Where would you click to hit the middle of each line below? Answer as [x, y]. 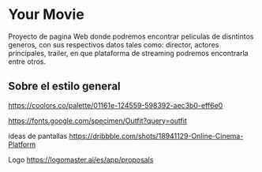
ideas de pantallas [38, 136]
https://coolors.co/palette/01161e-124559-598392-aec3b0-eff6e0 [116, 105]
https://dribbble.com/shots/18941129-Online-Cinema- [156, 136]
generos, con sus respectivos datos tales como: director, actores [114, 44]
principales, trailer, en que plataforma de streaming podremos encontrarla [128, 53]
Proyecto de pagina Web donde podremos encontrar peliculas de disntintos [131, 36]
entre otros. [27, 62]
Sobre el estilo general [64, 86]
